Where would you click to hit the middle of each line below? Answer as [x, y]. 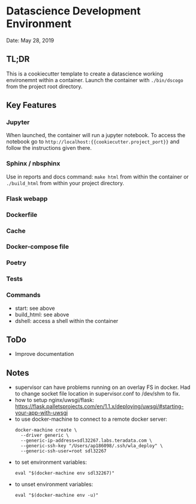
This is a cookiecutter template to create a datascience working [85, 74]
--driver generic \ [45, 436]
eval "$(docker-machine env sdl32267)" [65, 473]
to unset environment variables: [54, 484]
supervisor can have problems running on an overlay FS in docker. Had [102, 387]
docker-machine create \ [46, 430]
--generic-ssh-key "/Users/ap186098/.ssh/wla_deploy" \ [92, 446]
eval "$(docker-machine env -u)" [57, 496]
